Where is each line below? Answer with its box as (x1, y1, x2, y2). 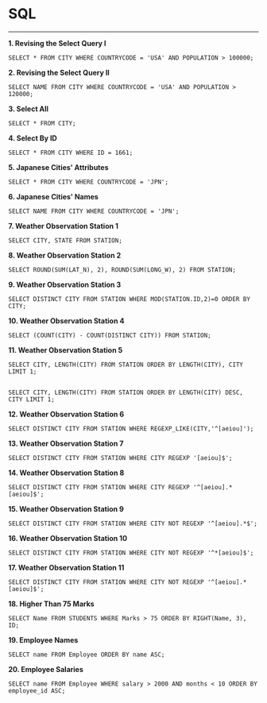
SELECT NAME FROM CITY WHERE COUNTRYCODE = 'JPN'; (8, 207, 180, 215)
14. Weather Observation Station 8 (8, 468, 125, 477)
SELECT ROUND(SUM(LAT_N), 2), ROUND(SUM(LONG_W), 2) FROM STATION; (8, 265, 237, 274)
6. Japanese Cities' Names (8, 191, 99, 201)
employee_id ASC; (8, 686, 66, 695)
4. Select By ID (8, 133, 57, 143)
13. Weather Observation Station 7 (8, 438, 124, 448)
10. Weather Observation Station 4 (8, 315, 125, 326)
